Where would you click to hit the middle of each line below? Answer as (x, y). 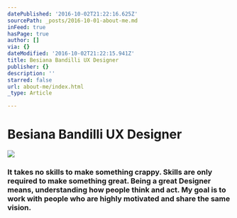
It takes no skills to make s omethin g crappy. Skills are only (110, 172)
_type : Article (30, 93)
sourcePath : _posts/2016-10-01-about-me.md (73, 21)
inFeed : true (27, 27)
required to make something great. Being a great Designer (109, 180)
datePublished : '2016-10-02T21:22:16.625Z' (73, 14)
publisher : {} (28, 67)
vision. (20, 207)
